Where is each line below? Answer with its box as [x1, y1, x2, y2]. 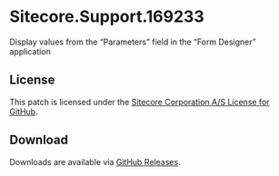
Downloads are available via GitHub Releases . [9, 156, 181, 167]
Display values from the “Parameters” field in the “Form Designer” [9, 36, 256, 47]
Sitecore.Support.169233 [9, 6, 204, 27]
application [9, 45, 52, 56]
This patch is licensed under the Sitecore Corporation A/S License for [9, 96, 270, 107]
